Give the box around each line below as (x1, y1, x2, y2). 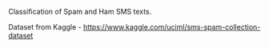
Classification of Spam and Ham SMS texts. (8, 7, 152, 16)
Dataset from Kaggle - (8, 22, 82, 31)
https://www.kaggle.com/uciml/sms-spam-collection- (82, 22, 261, 31)
